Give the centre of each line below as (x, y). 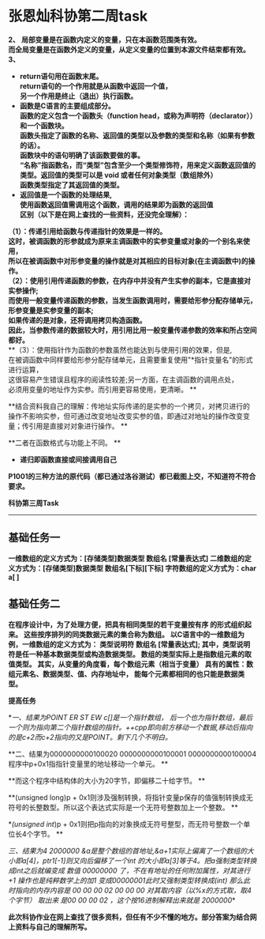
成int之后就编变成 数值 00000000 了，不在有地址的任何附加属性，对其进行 (129, 870)
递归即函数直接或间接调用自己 (68, 459)
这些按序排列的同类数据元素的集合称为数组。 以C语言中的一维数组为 (134, 634)
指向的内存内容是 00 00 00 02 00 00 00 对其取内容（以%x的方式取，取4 (133, 890)
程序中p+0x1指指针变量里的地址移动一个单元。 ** (88, 764)
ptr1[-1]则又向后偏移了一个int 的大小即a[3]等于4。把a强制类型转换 (149, 860)
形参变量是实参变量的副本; (51, 310)
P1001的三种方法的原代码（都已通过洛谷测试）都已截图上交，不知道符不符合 (132, 476)
